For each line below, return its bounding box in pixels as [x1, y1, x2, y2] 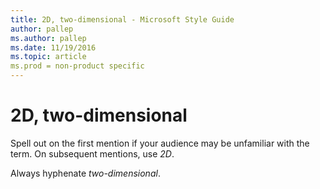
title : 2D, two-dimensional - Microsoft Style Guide [10, 14, 235, 25]
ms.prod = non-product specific [10, 61, 145, 71]
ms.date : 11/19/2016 [10, 42, 97, 53]
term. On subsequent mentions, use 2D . [10, 147, 175, 160]
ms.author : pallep [10, 33, 87, 43]
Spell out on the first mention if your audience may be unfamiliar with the [10, 137, 310, 149]
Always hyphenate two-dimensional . [10, 167, 161, 179]
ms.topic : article [10, 52, 87, 62]
